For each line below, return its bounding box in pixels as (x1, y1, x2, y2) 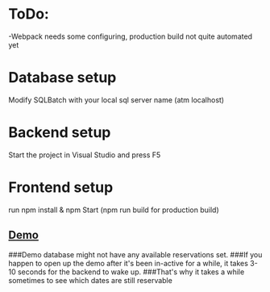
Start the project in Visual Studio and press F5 (8, 150, 161, 160)
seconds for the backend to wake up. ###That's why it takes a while (17, 267, 245, 277)
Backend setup (8, 123, 111, 142)
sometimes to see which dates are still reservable (8, 275, 173, 285)
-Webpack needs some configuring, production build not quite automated (8, 31, 252, 41)
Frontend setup (8, 178, 114, 196)
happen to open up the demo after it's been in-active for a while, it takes (8, 258, 248, 268)
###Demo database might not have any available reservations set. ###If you (8, 249, 263, 259)
